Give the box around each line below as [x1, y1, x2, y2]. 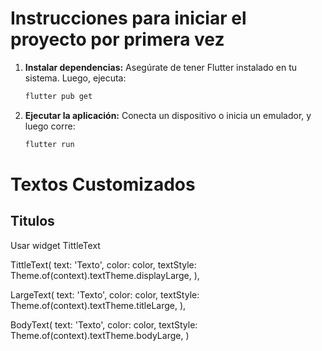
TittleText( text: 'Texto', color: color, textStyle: [10, 258, 197, 271]
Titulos [10, 213, 55, 230]
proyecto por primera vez [10, 28, 225, 51]
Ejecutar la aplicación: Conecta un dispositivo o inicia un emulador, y [24, 109, 312, 121]
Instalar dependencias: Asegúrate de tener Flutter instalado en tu [24, 61, 298, 73]
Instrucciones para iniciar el [10, 7, 247, 30]
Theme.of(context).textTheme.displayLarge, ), [10, 269, 200, 281]
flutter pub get [24, 91, 93, 101]
